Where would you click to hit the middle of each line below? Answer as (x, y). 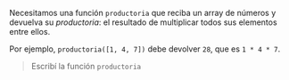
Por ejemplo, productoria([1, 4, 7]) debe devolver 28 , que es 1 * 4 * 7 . (145, 49)
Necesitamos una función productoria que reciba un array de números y (143, 13)
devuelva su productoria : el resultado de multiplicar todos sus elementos (144, 22)
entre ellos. (30, 32)
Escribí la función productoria (86, 66)
